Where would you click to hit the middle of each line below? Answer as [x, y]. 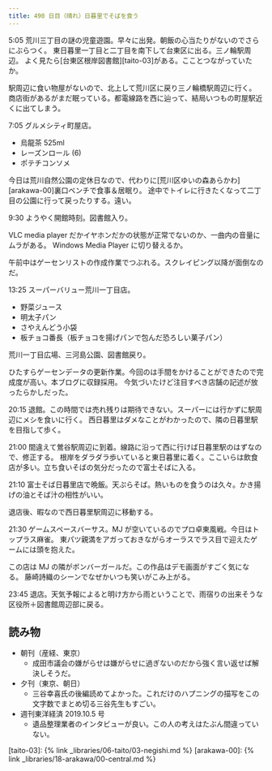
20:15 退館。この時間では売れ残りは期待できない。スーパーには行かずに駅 [132, 409]
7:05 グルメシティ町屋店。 [52, 125]
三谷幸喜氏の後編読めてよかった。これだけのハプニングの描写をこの [146, 694]
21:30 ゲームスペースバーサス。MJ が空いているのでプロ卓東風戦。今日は [130, 529]
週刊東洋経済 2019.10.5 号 [62, 714]
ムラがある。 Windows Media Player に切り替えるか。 [98, 245]
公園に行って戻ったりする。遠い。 [79, 200]
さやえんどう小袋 [49, 327]
